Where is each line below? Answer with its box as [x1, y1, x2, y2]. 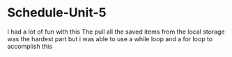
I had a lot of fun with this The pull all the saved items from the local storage [7, 27, 225, 36]
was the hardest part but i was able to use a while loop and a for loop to [7, 34, 213, 43]
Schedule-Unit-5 [7, 5, 107, 21]
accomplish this [7, 42, 53, 50]
